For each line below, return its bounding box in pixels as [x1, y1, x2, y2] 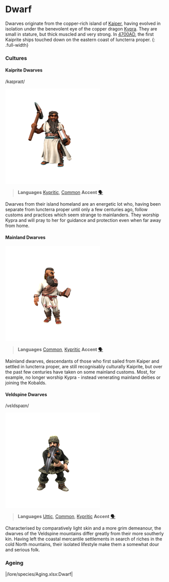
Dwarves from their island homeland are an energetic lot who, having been [5, 201, 161, 207]
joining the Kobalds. [5, 380, 47, 386]
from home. [5, 222, 29, 229]
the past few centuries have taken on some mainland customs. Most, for [5, 369, 156, 375]
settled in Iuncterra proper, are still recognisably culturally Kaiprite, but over [5, 364, 163, 370]
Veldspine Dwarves [5, 391, 47, 397]
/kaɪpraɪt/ [5, 79, 25, 85]
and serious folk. [5, 547, 40, 553]
